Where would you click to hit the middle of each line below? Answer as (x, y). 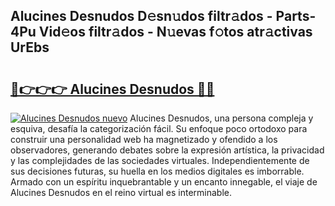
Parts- (296, 16)
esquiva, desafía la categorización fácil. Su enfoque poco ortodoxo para (159, 128)
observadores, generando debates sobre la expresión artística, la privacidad (167, 150)
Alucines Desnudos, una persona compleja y (221, 118)
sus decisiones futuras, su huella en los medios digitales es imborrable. (157, 171)
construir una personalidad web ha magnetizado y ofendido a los (144, 139)
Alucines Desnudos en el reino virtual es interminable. (121, 192)
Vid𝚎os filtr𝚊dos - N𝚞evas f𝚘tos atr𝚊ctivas (175, 32)
